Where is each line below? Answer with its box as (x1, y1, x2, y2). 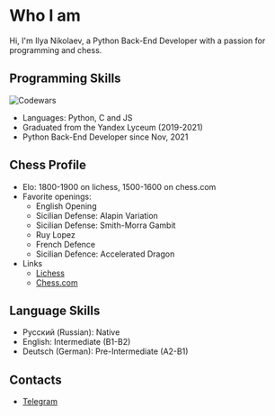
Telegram (22, 396, 58, 407)
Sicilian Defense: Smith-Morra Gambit (35, 220, 176, 231)
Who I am (9, 5, 81, 26)
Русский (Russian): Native (22, 327, 120, 338)
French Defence (35, 239, 96, 249)
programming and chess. (9, 44, 102, 55)
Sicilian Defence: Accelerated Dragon (35, 249, 175, 259)
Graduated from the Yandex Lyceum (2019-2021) (22, 122, 204, 132)
